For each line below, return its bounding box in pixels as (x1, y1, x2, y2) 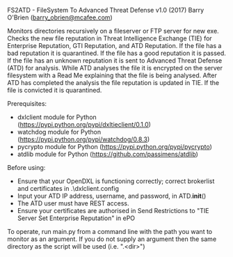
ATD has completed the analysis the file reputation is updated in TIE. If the (7, 79, 220, 86)
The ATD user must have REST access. (17, 199, 130, 208)
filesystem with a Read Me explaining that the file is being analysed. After (7, 71, 217, 79)
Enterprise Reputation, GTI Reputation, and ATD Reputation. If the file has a (7, 42, 222, 49)
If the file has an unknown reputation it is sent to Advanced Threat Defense (7, 56, 223, 65)
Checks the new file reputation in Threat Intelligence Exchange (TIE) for (7, 34, 212, 42)
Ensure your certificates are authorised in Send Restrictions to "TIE (17, 207, 209, 215)
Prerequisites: (7, 100, 47, 107)
